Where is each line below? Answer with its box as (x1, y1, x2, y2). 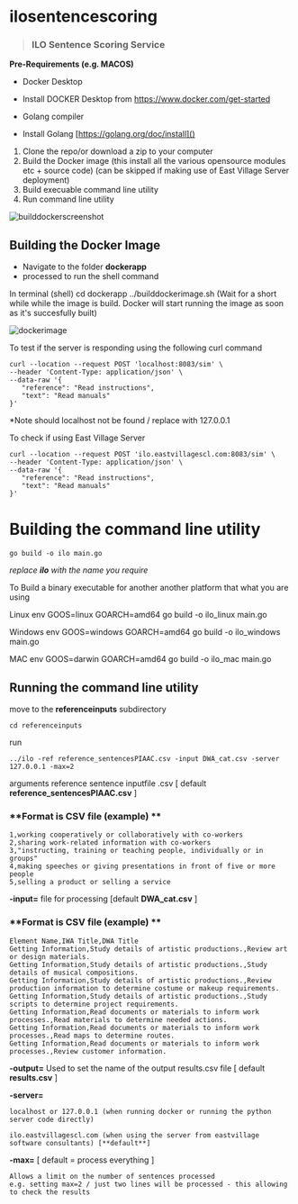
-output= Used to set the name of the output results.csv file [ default (9, 1063, 266, 1073)
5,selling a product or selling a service (9, 878, 171, 887)
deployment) (22, 175, 70, 186)
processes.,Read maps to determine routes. (9, 1031, 176, 1040)
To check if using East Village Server (9, 432, 146, 443)
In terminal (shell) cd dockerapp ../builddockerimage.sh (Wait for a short (9, 288, 277, 299)
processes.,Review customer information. (9, 1046, 167, 1055)
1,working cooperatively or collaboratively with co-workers (9, 830, 244, 839)
